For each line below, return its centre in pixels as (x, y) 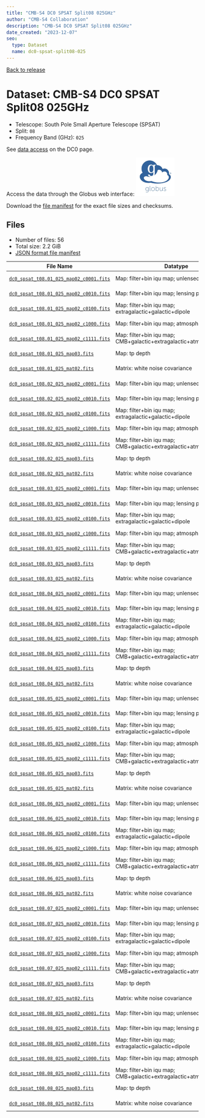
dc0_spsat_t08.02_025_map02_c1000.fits (59, 429)
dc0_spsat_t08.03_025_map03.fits (51, 564)
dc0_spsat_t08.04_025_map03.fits (51, 669)
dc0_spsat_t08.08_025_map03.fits (51, 1089)
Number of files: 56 (39, 240)
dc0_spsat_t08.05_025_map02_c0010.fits (59, 714)
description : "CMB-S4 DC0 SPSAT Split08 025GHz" (69, 26)
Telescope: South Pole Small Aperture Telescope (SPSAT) (88, 124)
